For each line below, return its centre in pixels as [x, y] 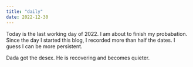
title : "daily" [25, 11]
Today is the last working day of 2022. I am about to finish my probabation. [97, 33]
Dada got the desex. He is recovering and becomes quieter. [78, 58]
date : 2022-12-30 [27, 17]
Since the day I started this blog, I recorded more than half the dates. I [91, 40]
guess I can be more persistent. [44, 46]
